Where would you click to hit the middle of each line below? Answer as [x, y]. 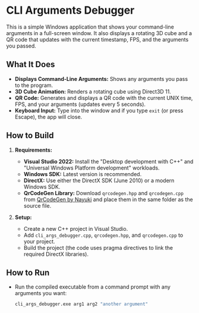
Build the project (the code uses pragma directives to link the [98, 248]
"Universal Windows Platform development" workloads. [91, 168]
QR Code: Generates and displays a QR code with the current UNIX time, [104, 98]
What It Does [31, 65]
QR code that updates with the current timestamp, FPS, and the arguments [97, 39]
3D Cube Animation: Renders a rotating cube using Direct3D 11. [93, 91]
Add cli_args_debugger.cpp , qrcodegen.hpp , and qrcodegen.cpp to [103, 235]
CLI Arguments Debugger [70, 10]
